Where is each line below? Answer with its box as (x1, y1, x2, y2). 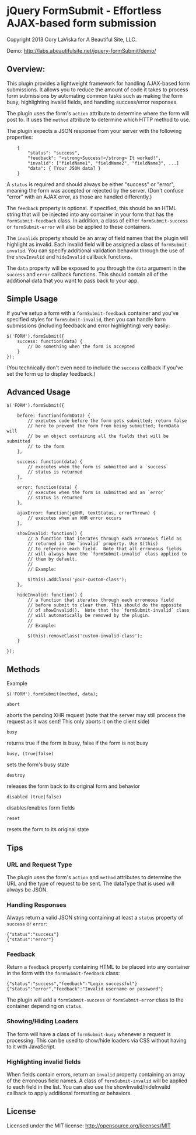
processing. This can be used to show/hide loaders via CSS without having (6, 1037, 187, 1044)
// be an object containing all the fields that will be (27, 433, 169, 440)
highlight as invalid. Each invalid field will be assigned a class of (6, 241, 160, 248)
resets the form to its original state (6, 826, 89, 833)
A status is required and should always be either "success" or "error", (6, 180, 175, 188)
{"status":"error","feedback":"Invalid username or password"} (6, 986, 164, 992)
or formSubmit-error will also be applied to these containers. (6, 223, 152, 230)
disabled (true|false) (6, 794, 62, 800)
